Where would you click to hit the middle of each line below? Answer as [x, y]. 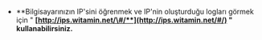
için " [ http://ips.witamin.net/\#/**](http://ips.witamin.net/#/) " [124, 20]
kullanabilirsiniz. [44, 28]
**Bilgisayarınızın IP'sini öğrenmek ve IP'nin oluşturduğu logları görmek [135, 12]
